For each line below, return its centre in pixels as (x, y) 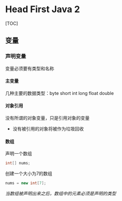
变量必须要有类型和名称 (30, 68)
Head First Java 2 (43, 9)
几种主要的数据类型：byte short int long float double (59, 93)
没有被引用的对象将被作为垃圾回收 (48, 129)
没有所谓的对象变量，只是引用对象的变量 (47, 118)
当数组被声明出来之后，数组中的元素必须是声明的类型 (61, 193)
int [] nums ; (18, 163)
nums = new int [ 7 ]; (26, 183)
